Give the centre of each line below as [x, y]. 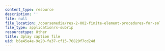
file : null [16, 18]
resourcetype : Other [26, 32]
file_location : [21, 23]
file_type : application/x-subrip [39, 28]
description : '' [22, 14]
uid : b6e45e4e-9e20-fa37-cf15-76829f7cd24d [50, 41]
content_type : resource [29, 9]
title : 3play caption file [33, 37]
